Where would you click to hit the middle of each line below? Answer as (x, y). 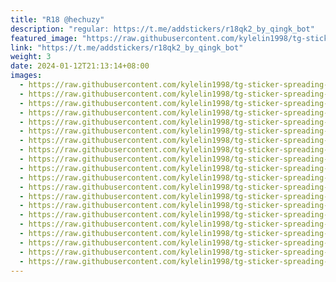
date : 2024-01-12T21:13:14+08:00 (80, 66)
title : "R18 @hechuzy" (57, 19)
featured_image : (44, 38)
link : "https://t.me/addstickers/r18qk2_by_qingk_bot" (127, 47)
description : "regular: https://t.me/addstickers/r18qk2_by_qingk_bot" (162, 29)
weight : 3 (31, 57)
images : (26, 76)
